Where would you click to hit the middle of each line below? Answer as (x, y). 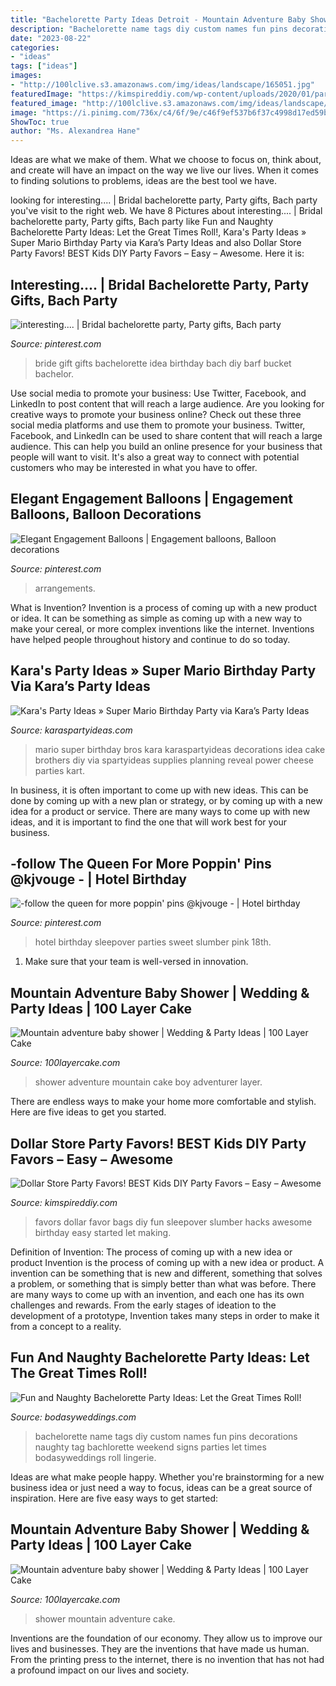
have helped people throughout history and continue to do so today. (150, 639)
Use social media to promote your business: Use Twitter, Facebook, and (158, 393)
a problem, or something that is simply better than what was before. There (163, 1284)
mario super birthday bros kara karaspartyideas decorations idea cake (180, 749)
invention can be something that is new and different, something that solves (166, 1273)
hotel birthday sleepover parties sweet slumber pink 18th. (153, 942)
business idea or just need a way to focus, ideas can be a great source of (161, 1487)
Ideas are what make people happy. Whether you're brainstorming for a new (167, 1477)
